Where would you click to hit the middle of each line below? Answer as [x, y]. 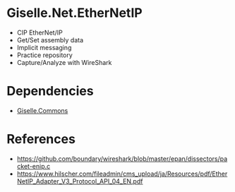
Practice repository [45, 55]
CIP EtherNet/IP [40, 32]
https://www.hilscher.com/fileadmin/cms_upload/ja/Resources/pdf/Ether [122, 174]
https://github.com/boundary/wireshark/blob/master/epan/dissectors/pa [122, 158]
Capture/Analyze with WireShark [64, 62]
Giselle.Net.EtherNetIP [74, 13]
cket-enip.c [34, 166]
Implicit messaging [44, 47]
